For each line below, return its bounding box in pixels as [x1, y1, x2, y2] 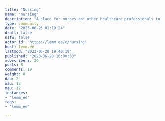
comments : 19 [5, 67, 32, 72]
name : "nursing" [5, 12, 39, 17]
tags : [5, 100, 16, 105]
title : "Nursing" [5, 7, 41, 12]
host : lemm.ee [5, 44, 35, 49]
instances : [5, 90, 28, 95]
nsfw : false [5, 35, 30, 40]
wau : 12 [5, 81, 21, 86]
